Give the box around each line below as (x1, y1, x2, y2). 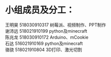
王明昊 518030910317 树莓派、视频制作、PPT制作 (5, 22, 107, 28)
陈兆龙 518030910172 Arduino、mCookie (5, 34, 89, 40)
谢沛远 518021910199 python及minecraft (5, 28, 88, 34)
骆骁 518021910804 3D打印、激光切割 (5, 47, 83, 53)
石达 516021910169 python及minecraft (5, 40, 83, 46)
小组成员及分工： (5, 4, 75, 16)
